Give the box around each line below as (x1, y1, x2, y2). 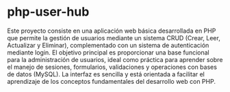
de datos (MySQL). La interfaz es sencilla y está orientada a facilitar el (7, 70, 205, 78)
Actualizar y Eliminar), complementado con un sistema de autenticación (7, 41, 209, 49)
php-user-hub (7, 4, 90, 20)
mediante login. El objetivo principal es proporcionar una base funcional (7, 48, 210, 57)
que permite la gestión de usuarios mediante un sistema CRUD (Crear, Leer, (7, 33, 220, 42)
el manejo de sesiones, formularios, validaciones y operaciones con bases (7, 63, 218, 71)
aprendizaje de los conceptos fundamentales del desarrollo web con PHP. (7, 77, 216, 85)
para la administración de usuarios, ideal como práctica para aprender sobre (7, 55, 223, 63)
